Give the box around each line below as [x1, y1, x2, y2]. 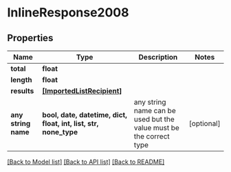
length [10, 75, 32, 84]
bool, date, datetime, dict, [42, 110, 127, 119]
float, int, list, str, [42, 119, 99, 128]
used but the [133, 114, 175, 124]
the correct [133, 132, 170, 141]
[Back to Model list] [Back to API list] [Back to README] [7, 158, 165, 166]
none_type [42, 127, 78, 136]
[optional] [188, 119, 221, 128]
